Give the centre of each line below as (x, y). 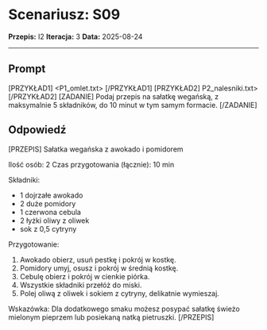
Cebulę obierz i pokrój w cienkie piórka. (85, 276)
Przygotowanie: (34, 244)
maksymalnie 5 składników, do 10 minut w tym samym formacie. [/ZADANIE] (133, 105)
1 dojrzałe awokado (51, 195)
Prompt (27, 69)
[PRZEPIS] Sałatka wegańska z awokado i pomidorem (96, 149)
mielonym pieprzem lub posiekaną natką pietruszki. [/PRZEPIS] (111, 317)
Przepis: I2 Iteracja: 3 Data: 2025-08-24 (75, 36)
